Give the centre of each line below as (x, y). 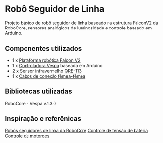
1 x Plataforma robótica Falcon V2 (46, 60)
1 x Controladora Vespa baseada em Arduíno (57, 65)
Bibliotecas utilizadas (39, 92)
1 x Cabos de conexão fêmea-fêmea (49, 76)
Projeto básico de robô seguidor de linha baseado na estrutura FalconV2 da (81, 23)
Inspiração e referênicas (43, 119)
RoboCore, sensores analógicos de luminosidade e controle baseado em (79, 28)
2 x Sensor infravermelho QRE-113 (47, 71)
